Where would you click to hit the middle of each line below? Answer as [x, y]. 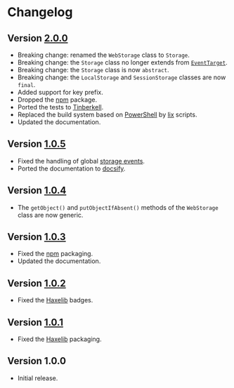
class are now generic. [50, 215]
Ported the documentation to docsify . [71, 168]
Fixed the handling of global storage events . [81, 161]
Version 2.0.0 [38, 38]
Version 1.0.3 [37, 237]
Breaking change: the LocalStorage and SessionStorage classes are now [122, 77]
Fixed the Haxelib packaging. [59, 339]
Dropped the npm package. [57, 100]
